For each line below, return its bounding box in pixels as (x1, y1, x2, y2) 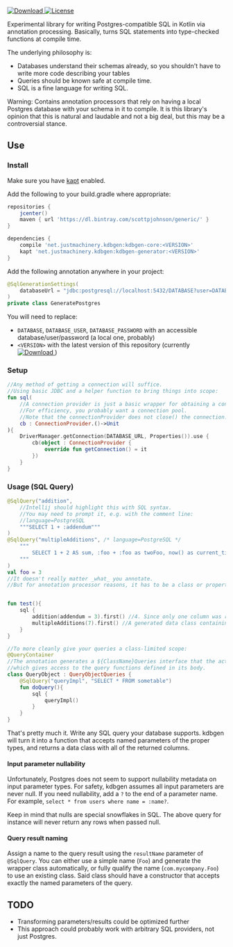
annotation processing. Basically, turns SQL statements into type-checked (7, 28, 220, 35)
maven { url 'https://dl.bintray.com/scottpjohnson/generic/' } (19, 216, 209, 223)
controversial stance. (7, 120, 67, 128)
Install (7, 161, 29, 170)
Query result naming (7, 834, 68, 842)
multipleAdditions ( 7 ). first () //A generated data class (32, 620, 197, 626)
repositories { (7, 203, 51, 210)
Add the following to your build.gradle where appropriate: (7, 190, 171, 198)
